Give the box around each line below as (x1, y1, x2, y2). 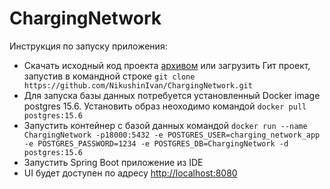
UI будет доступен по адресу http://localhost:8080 (23, 167, 238, 179)
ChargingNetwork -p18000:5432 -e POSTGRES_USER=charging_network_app (23, 130, 321, 140)
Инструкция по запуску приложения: (9, 40, 168, 52)
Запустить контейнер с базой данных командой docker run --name (23, 119, 308, 131)
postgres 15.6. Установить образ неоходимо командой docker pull (23, 100, 307, 112)
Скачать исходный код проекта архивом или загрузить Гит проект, (23, 59, 311, 71)
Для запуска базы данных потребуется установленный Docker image (23, 89, 321, 101)
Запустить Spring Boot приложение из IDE (23, 156, 204, 168)
